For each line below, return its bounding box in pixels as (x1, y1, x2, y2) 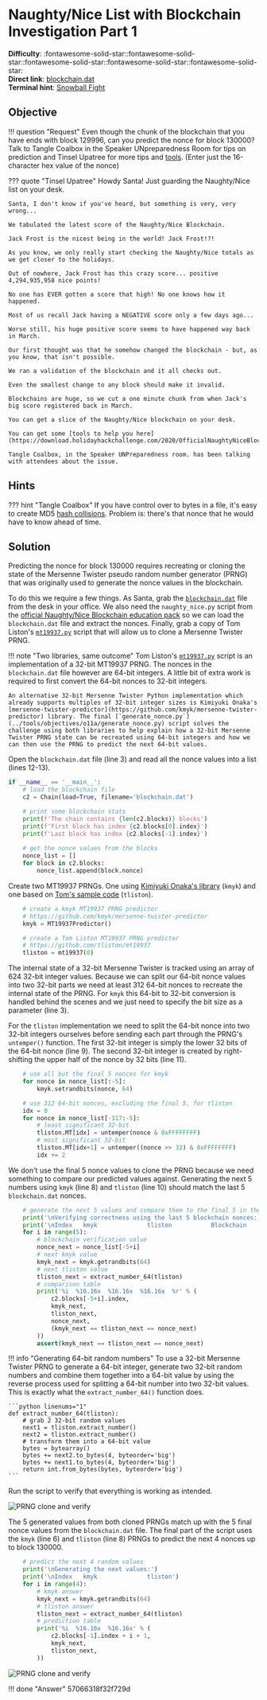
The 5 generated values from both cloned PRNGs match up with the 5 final (8, 1517, 252, 1527)
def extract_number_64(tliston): (8, 1410, 119, 1418)
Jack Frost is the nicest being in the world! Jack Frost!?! (8, 235, 215, 243)
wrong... (8, 207, 37, 215)
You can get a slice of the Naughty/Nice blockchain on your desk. (8, 415, 237, 423)
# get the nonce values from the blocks (22, 845, 158, 853)
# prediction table (37, 1617, 102, 1625)
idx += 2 (37, 1151, 66, 1159)
